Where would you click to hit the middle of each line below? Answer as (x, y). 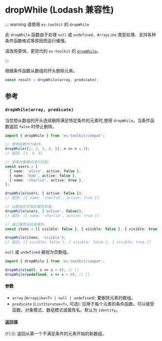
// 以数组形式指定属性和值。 (30, 207)
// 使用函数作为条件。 (25, 144)
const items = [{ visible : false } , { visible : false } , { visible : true (81, 229)
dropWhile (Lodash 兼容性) (59, 10)
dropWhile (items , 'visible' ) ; (36, 238)
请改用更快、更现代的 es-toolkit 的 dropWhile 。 (53, 51)
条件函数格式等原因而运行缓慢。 (37, 41)
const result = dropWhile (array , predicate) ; (52, 80)
